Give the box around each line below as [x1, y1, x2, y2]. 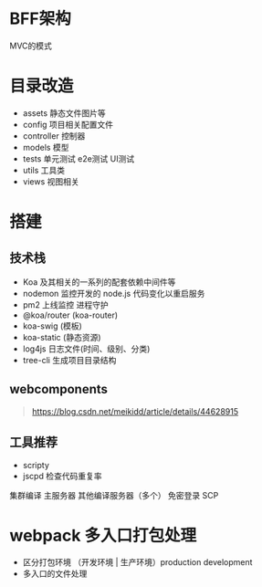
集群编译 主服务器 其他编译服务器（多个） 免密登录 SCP [9, 489, 219, 500]
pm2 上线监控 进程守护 [22, 299, 110, 310]
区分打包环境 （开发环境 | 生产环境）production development [22, 557, 253, 568]
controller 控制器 [22, 130, 86, 142]
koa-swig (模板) [22, 320, 82, 331]
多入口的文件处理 [22, 568, 88, 580]
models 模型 [22, 142, 69, 152]
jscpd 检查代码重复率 [22, 470, 102, 481]
